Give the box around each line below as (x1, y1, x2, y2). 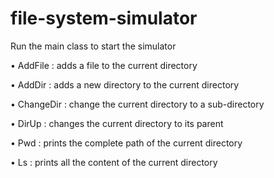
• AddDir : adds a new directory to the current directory (10, 78, 240, 91)
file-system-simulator (10, 7, 198, 30)
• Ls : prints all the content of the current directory (10, 156, 218, 168)
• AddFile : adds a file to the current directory (10, 59, 198, 71)
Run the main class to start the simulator (10, 40, 177, 52)
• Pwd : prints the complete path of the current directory (10, 137, 243, 149)
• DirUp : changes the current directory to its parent (10, 117, 224, 129)
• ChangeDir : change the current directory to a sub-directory (10, 98, 265, 110)
